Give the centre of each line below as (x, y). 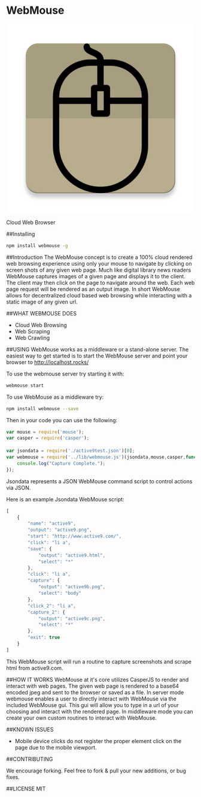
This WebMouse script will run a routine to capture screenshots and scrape (99, 661)
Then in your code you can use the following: (62, 420)
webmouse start (25, 385)
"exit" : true (44, 637)
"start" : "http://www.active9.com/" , (74, 536)
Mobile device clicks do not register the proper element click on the (98, 741)
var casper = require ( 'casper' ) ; (48, 438)
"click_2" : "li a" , (52, 606)
